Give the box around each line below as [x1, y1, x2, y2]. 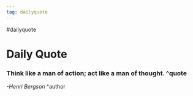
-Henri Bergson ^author [6, 83, 66, 90]
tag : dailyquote [6, 9, 48, 15]
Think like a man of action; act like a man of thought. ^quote [6, 68, 187, 77]
